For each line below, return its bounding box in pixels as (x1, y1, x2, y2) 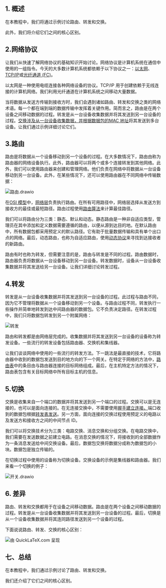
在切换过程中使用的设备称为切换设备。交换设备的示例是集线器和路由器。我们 (5, 457, 161, 463)
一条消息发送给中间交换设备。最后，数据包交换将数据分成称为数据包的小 (9, 440, 157, 446)
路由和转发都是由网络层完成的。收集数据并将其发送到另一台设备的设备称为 (5, 333, 157, 339)
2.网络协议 (5, 45, 38, 53)
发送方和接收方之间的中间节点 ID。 (9, 418, 80, 424)
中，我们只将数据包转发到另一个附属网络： (5, 313, 92, 319)
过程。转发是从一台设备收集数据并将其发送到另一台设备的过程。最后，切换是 (5, 510, 161, 516)
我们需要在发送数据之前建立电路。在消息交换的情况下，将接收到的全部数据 (5, 434, 157, 440)
